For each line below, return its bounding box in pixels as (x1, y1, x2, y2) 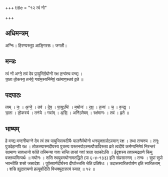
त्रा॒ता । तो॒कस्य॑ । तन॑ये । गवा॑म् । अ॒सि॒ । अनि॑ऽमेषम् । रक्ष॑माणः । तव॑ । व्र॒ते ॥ (5, 110, 129, 116)
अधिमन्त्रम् (5, 29, 28, 37)
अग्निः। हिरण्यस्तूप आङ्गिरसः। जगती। (5, 42, 67, 48)
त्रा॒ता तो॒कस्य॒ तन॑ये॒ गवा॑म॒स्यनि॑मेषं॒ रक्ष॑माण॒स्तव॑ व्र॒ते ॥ (5, 76, 83, 82)
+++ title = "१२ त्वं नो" (5, 5, 47, 10)
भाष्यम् (5, 124, 19, 133)
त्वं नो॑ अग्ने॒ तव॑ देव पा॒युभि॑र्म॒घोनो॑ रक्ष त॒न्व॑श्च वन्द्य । (5, 70, 83, 76)
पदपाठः (5, 91, 21, 99)
